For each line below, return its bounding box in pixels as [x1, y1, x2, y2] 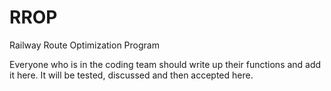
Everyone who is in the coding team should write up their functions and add [9, 58, 322, 70]
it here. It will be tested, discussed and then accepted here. [9, 69, 254, 81]
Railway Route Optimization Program [9, 39, 160, 51]
